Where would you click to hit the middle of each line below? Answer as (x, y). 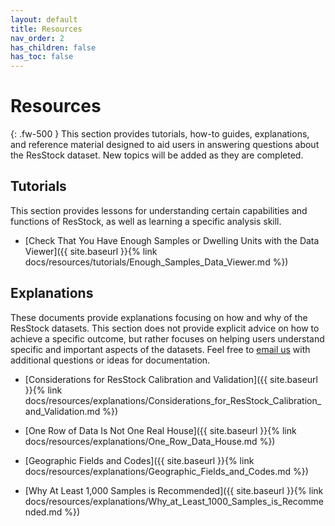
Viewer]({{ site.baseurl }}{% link (91, 251)
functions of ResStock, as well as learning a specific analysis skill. (146, 221)
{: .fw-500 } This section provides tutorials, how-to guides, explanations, (160, 134)
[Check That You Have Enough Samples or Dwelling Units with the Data (172, 240)
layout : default (44, 19)
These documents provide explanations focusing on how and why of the (159, 317)
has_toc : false (42, 57)
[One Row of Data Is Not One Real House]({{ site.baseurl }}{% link (160, 430)
